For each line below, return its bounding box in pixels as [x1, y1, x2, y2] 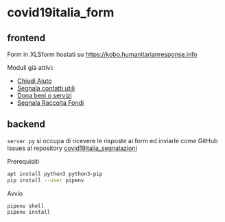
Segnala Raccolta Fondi [16, 99, 84, 107]
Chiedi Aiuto [16, 77, 52, 85]
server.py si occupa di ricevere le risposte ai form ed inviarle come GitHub [7, 136, 218, 145]
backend [7, 119, 46, 130]
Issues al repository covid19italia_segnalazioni [7, 144, 137, 152]
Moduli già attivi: [7, 64, 54, 71]
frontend [7, 32, 46, 44]
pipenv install [7, 209, 51, 216]
